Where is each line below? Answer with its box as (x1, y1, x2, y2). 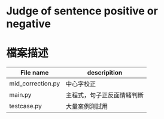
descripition (87, 69, 123, 77)
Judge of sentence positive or (6, 4, 159, 18)
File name (20, 69, 49, 77)
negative (6, 17, 51, 31)
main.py (9, 91, 32, 99)
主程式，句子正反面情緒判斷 (65, 91, 144, 100)
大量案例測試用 (65, 102, 108, 111)
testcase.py (9, 102, 42, 111)
